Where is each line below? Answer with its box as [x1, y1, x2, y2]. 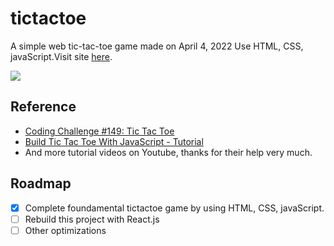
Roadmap [10, 175, 72, 192]
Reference [10, 98, 77, 116]
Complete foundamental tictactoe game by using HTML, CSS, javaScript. [24, 202, 325, 214]
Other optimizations [24, 224, 107, 236]
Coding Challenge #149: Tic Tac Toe [24, 125, 175, 137]
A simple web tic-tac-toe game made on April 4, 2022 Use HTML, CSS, [10, 40, 304, 52]
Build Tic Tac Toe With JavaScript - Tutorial [24, 135, 204, 147]
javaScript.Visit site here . [10, 50, 113, 62]
